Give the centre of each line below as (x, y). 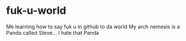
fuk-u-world (36, 11)
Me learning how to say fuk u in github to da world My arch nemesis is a (93, 27)
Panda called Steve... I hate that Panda (53, 32)
